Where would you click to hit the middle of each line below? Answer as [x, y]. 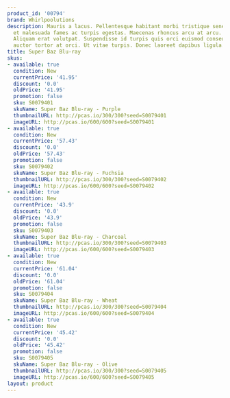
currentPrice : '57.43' [46, 141]
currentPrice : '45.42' [46, 332]
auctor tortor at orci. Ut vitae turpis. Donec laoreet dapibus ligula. [119, 45]
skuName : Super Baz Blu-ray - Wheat [65, 301]
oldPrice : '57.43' [40, 154]
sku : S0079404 [33, 294]
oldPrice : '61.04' [40, 281]
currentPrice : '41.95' [46, 77]
